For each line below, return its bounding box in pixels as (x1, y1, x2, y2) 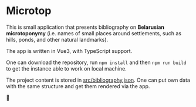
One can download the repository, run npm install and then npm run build (6, 59, 187, 66)
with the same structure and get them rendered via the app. (6, 82, 150, 89)
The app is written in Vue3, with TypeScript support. (6, 47, 133, 54)
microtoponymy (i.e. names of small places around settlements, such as (6, 29, 182, 36)
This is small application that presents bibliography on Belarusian (6, 24, 164, 31)
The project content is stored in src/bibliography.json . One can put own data (6, 76, 191, 83)
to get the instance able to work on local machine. (6, 65, 127, 72)
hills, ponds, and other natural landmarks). (6, 36, 109, 43)
